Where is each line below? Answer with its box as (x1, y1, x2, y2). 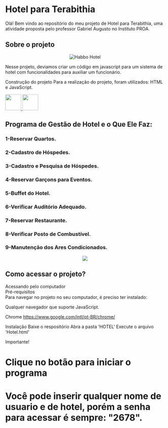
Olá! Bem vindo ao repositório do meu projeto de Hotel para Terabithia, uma (5, 20, 163, 26)
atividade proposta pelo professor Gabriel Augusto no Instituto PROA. (5, 25, 150, 31)
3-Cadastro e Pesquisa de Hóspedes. (5, 162, 99, 169)
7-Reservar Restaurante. (5, 217, 67, 224)
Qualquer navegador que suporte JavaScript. (5, 304, 100, 310)
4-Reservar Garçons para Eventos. (5, 176, 93, 183)
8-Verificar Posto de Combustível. (5, 230, 91, 238)
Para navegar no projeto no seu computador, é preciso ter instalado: (5, 294, 148, 300)
